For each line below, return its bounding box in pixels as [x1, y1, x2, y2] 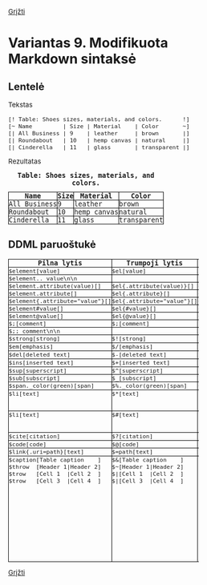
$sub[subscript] [8, 373, 61, 382]
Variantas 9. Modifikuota [8, 34, 168, 51]
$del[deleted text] [8, 350, 71, 358]
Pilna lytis [38, 259, 83, 268]
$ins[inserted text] [8, 358, 75, 366]
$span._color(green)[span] [8, 381, 95, 389]
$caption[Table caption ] [8, 456, 102, 464]
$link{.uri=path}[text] [8, 448, 85, 456]
